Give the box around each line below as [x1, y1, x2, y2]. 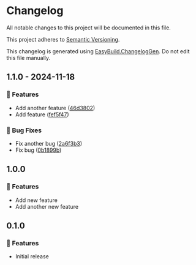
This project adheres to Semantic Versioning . [6, 35, 120, 43]
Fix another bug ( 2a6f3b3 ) [15, 140, 83, 147]
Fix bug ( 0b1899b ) [15, 146, 62, 154]
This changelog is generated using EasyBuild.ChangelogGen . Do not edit [6, 47, 190, 55]
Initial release [15, 253, 49, 260]
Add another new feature [15, 203, 78, 210]
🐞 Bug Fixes [6, 126, 42, 135]
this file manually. [6, 54, 51, 61]
